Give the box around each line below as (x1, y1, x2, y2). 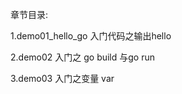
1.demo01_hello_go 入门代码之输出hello (10, 30, 172, 42)
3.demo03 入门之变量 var (10, 73, 115, 84)
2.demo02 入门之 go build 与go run (10, 51, 156, 63)
